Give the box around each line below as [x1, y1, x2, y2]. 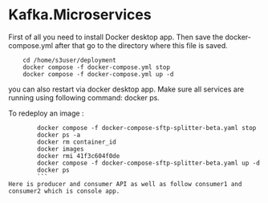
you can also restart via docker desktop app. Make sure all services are [8, 84, 245, 94]
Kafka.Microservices [8, 6, 152, 24]
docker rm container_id [37, 138, 116, 146]
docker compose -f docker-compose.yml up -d [22, 70, 174, 78]
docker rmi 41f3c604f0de [37, 152, 120, 160]
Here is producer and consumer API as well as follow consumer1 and [8, 180, 242, 188]
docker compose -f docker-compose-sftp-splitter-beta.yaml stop [37, 124, 257, 132]
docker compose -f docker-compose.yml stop [22, 63, 171, 71]
